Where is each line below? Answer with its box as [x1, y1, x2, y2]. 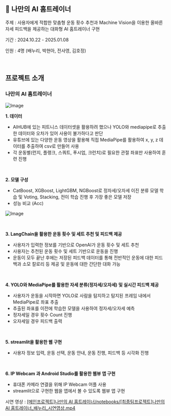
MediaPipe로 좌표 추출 [12, 298, 59, 305]
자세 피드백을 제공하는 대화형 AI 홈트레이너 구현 [5, 26, 100, 32]
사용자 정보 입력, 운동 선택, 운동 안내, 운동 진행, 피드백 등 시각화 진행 [12, 350, 149, 356]
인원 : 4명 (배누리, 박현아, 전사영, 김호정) [5, 48, 87, 54]
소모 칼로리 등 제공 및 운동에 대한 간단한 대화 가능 [22, 261, 121, 267]
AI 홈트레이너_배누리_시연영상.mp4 [5, 405, 76, 411]
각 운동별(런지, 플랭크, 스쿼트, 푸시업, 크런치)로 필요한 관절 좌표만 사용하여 [12, 149, 161, 155]
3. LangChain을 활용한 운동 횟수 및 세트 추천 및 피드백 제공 [5, 230, 122, 237]
